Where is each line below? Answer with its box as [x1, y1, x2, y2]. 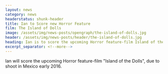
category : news [5, 12, 37, 17]
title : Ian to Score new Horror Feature [5, 21, 91, 26]
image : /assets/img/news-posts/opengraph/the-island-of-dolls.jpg [5, 30, 146, 35]
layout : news [5, 7, 32, 12]
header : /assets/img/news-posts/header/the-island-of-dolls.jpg [5, 35, 142, 40]
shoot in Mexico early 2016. [5, 63, 62, 69]
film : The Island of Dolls [5, 26, 61, 31]
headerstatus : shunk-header [5, 16, 64, 21]
